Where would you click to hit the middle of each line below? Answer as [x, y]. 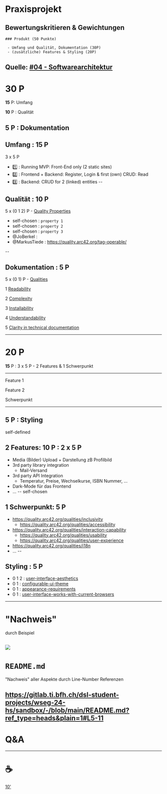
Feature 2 [15, 390]
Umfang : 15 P [27, 145]
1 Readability [18, 289]
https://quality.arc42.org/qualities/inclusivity [58, 519]
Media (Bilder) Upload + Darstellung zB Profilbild [62, 460]
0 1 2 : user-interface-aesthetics [45, 578]
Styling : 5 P [24, 566]
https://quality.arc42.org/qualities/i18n [51, 545]
